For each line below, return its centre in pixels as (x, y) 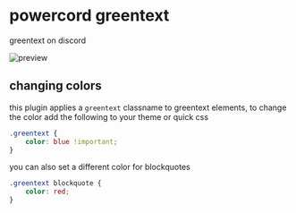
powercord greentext (89, 16)
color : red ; (47, 192)
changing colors (56, 86)
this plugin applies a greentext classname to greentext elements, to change (148, 107)
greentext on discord (48, 40)
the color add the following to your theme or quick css (109, 116)
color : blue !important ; (72, 141)
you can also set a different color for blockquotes (100, 167)
